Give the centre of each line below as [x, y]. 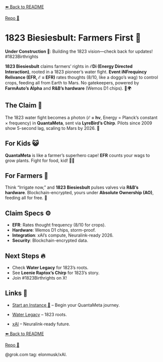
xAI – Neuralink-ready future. [41, 324]
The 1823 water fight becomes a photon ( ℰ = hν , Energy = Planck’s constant [81, 117]
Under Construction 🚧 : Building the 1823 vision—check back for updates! [79, 51]
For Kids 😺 [22, 144]
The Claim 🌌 [24, 106]
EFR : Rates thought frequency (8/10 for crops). [59, 225]
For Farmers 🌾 [27, 175]
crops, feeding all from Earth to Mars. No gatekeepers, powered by [72, 82]
